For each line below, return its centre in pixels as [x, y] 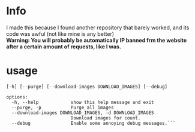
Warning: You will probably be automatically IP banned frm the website [97, 40]
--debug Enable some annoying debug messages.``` [94, 123]
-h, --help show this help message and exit [83, 102]
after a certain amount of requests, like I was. [64, 47]
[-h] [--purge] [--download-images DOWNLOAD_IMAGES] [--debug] [87, 87]
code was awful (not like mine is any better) [60, 33]
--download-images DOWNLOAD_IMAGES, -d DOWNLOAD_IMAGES [83, 113]
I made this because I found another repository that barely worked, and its [98, 27]
